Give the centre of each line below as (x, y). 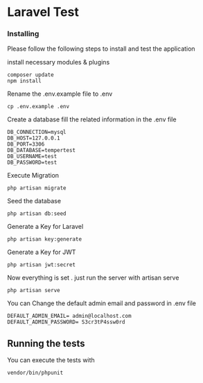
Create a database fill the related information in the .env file (92, 119)
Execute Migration (33, 176)
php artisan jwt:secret (42, 265)
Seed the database (34, 201)
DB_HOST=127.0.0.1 (34, 138)
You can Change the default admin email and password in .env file (101, 303)
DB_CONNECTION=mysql (37, 133)
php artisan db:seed (37, 214)
